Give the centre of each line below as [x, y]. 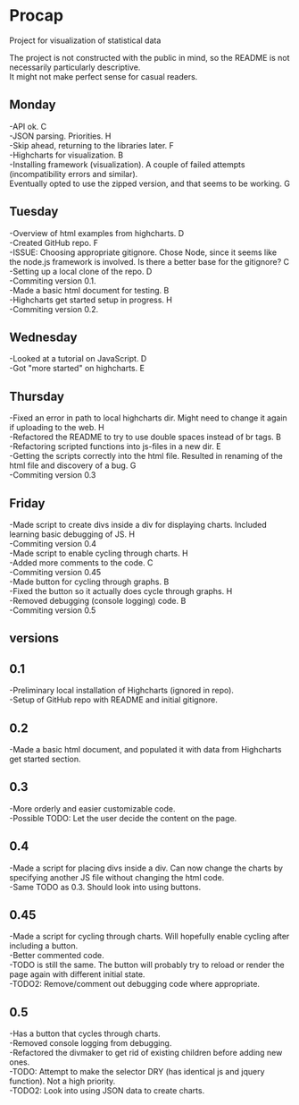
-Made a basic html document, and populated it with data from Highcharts [145, 750]
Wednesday [43, 337]
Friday [27, 503]
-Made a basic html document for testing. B [89, 290]
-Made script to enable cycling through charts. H [99, 553]
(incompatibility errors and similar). [74, 174]
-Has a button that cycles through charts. [85, 1033]
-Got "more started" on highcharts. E [77, 369]
